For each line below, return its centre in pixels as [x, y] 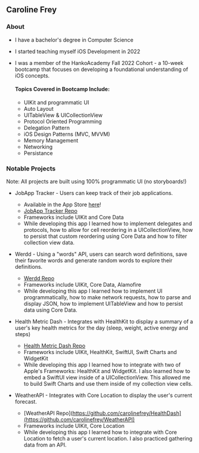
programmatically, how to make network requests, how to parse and [107, 297]
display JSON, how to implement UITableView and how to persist [103, 304]
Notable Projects [31, 168]
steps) [23, 334]
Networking [38, 147]
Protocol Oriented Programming [63, 121]
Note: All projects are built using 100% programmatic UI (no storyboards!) [97, 182]
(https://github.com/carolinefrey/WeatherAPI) [79, 420]
